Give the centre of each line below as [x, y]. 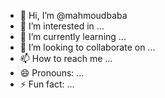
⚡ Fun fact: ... [47, 84]
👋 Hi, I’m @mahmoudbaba [73, 15]
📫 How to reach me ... [66, 58]
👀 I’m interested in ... [62, 26]
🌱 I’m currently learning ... [73, 36]
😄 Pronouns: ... [52, 73]
